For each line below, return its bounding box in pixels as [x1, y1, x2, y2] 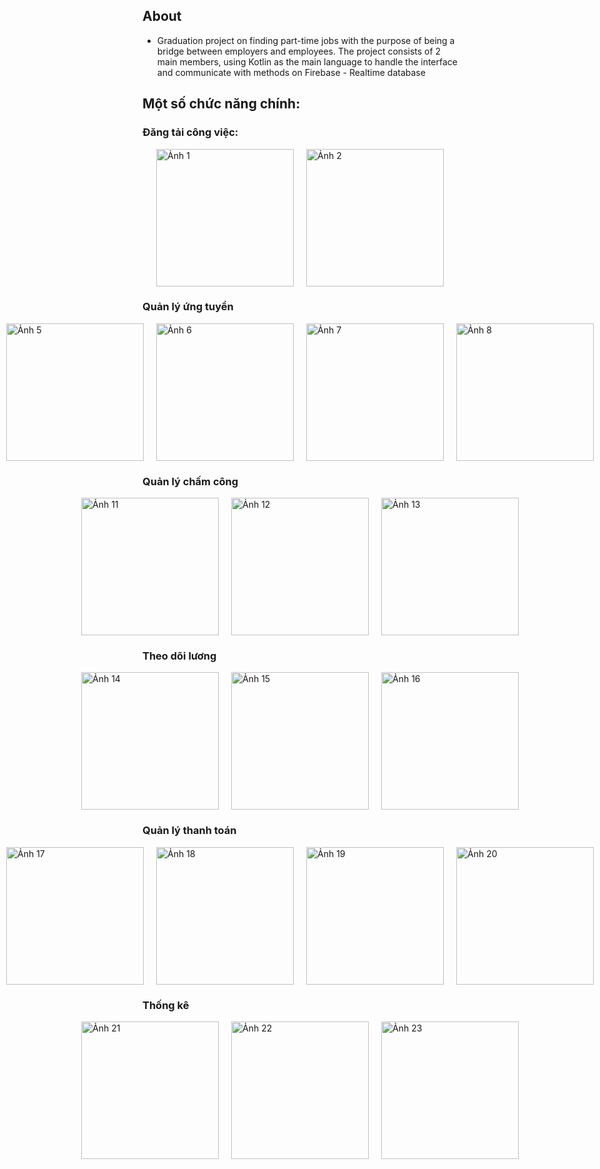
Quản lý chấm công [142, 474, 239, 488]
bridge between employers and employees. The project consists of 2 [156, 45, 442, 57]
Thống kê [142, 998, 190, 1012]
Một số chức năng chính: [142, 95, 301, 113]
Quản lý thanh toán [142, 824, 237, 838]
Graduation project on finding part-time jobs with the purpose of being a [156, 34, 455, 46]
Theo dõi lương [142, 649, 217, 663]
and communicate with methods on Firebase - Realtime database [156, 66, 426, 78]
